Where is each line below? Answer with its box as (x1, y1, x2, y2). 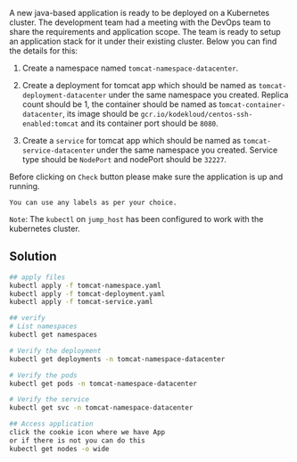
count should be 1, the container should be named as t (21, 99, 222, 110)
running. (9, 181, 40, 191)
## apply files (9, 272, 66, 282)
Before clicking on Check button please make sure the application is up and (9, 171, 284, 182)
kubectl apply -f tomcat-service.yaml (9, 298, 153, 307)
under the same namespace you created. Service (96, 144, 278, 155)
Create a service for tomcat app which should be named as (21, 136, 242, 145)
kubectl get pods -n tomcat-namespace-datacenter (9, 379, 198, 388)
